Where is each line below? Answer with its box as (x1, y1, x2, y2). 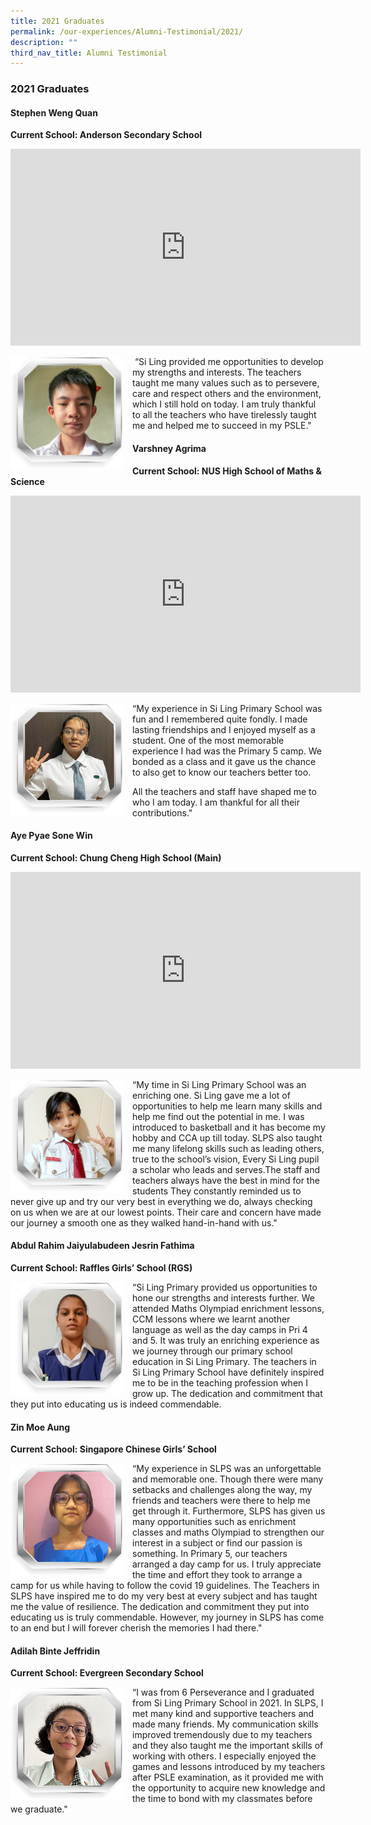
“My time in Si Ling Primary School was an (132, 1078, 307, 1090)
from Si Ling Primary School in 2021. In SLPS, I (132, 1697, 324, 1709)
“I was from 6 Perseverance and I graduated (132, 1686, 315, 1699)
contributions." (132, 806, 193, 819)
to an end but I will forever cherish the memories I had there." (10, 1622, 263, 1634)
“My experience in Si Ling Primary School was (132, 702, 323, 714)
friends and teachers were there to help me (132, 1495, 311, 1507)
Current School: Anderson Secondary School (10, 129, 203, 141)
